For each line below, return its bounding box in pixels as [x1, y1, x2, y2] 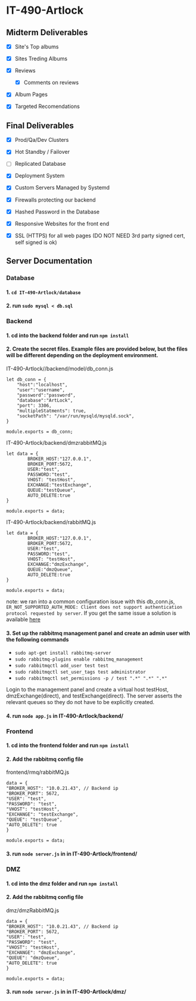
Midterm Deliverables [6, 27, 88, 38]
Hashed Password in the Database [14, 208, 100, 215]
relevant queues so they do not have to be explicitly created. [6, 699, 155, 706]
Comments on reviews [23, 79, 79, 86]
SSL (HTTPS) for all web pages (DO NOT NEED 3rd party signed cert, [14, 232, 186, 239]
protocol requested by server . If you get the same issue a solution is [6, 609, 177, 616]
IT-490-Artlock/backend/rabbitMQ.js [6, 518, 97, 525]
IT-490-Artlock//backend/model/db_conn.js [6, 365, 114, 372]
